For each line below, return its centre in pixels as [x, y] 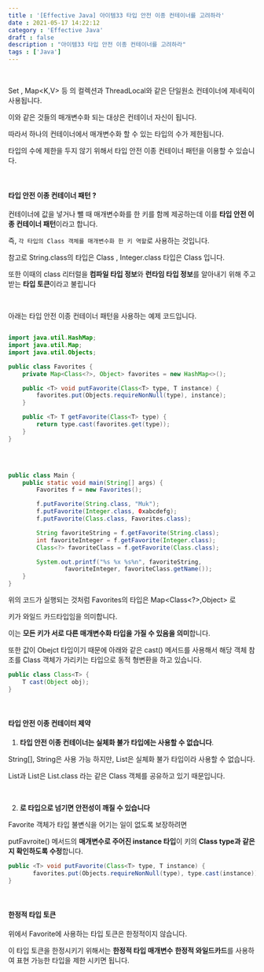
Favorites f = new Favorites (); [90, 490]
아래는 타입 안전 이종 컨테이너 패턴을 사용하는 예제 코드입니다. [103, 316]
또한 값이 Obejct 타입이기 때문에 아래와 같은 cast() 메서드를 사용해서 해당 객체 [128, 650]
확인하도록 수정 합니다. [50, 851]
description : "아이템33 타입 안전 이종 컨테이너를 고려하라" [97, 45]
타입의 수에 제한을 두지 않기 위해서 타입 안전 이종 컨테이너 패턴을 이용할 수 [121, 151]
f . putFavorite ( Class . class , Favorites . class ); [114, 519]
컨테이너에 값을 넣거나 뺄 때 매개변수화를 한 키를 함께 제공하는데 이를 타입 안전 [127, 214]
